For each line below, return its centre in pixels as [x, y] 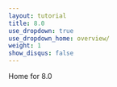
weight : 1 [25, 46]
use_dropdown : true [41, 31]
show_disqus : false [41, 53]
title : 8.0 [27, 23]
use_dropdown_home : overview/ [59, 38]
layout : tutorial [38, 16]
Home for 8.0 [30, 76]
